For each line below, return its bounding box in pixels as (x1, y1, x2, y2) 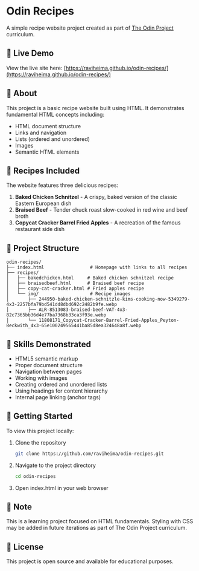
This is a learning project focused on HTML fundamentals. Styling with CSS (6, 518, 194, 525)
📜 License (6, 541, 44, 552)
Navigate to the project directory (14, 462, 96, 469)
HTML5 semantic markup (14, 355, 78, 362)
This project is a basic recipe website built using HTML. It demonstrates (6, 104, 185, 111)
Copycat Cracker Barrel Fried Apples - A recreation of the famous (14, 219, 181, 226)
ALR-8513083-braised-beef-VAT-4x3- (38, 307, 128, 313)
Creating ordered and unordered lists (14, 381, 107, 388)
